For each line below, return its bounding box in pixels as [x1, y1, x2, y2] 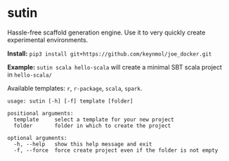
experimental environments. [7, 35, 89, 44]
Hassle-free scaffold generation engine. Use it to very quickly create [7, 28, 206, 37]
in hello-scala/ [7, 70, 53, 79]
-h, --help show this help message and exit [13, 141, 152, 148]
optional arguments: [7, 134, 68, 141]
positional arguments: [7, 110, 74, 117]
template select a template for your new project [13, 116, 174, 123]
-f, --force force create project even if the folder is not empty [13, 146, 218, 154]
